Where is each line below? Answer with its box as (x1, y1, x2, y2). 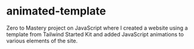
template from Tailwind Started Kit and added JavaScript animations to (6, 30, 184, 38)
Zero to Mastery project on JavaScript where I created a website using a (6, 24, 188, 31)
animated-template (6, 4, 106, 18)
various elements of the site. (6, 37, 78, 44)
